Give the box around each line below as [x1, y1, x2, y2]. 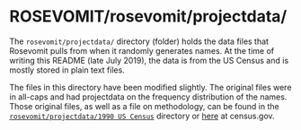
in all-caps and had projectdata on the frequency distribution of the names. [9, 91, 288, 102]
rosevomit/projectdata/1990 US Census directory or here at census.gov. [9, 110, 276, 121]
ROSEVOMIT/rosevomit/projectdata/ [9, 6, 288, 27]
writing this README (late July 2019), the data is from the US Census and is [9, 55, 289, 65]
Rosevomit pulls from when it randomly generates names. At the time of [9, 45, 275, 56]
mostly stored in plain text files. [9, 65, 126, 75]
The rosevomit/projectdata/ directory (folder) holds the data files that [9, 36, 270, 47]
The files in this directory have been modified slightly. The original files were [9, 82, 292, 92]
